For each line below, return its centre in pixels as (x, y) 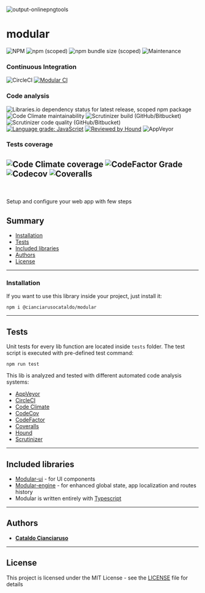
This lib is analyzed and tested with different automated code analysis (94, 376)
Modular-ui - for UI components (55, 479)
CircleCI (25, 401)
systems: (18, 382)
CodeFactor (30, 420)
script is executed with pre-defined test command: (70, 353)
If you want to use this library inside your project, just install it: (84, 296)
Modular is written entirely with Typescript (68, 498)
